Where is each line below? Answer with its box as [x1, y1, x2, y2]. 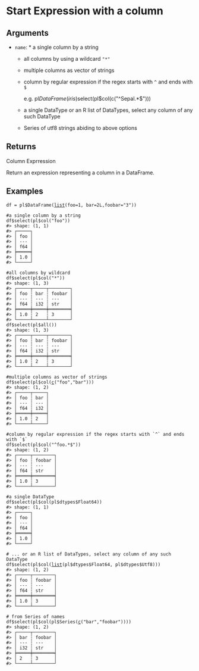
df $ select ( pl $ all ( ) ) [6, 322, 58, 328]
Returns [6, 142, 37, 152]
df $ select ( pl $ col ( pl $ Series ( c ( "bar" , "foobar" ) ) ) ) [6, 619, 132, 625]
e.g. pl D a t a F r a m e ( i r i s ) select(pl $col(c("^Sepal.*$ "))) [23, 95, 151, 102]
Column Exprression [6, 157, 56, 164]
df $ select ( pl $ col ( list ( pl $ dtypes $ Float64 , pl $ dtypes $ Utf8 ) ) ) [6, 561, 161, 567]
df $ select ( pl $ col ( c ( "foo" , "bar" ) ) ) [6, 379, 94, 385]
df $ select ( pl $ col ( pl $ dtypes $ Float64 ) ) [6, 499, 102, 505]
